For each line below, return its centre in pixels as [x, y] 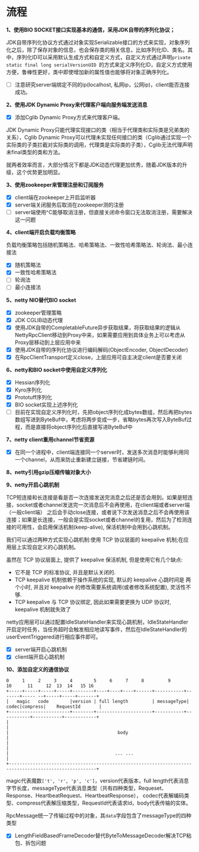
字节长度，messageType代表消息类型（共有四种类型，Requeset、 [86, 788]
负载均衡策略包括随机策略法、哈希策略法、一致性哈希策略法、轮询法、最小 [97, 245]
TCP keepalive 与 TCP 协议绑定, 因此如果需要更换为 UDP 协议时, [93, 602]
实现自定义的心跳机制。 [50, 547]
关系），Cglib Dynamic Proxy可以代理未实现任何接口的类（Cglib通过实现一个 [99, 138]
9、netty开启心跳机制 [33, 485]
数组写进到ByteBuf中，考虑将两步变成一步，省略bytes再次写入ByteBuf [101, 419]
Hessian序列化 [32, 382]
